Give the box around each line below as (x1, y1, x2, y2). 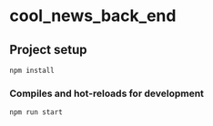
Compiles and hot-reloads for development (9, 87, 205, 100)
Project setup (9, 42, 88, 58)
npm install (9, 66, 55, 75)
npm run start (9, 108, 64, 117)
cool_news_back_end (9, 5, 177, 26)
